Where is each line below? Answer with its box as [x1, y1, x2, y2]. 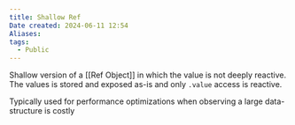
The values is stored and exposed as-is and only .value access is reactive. [9, 79, 283, 90]
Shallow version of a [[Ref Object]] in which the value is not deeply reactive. [9, 70, 286, 80]
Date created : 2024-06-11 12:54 [9, 21, 128, 30]
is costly [43, 106, 75, 116]
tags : [9, 37, 29, 47]
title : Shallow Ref [9, 12, 82, 22]
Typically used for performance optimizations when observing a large [9, 96, 263, 107]
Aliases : [9, 29, 42, 38]
